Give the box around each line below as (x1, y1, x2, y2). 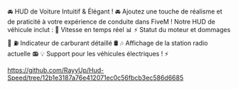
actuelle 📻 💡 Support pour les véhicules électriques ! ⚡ (7, 50, 169, 58)
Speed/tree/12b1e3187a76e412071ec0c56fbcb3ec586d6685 (7, 73, 184, 82)
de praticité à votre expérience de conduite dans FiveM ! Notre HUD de (7, 18, 215, 26)
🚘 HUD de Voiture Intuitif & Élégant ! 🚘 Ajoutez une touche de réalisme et (7, 7, 222, 16)
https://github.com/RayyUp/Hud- (7, 66, 104, 74)
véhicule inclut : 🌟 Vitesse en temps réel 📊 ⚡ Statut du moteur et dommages (7, 26, 231, 33)
